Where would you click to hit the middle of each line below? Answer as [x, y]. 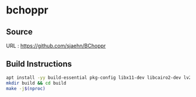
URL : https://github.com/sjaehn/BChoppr [56, 46]
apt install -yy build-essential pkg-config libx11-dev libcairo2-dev [94, 77]
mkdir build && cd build [36, 83]
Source [20, 32]
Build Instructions [39, 64]
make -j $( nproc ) [26, 88]
